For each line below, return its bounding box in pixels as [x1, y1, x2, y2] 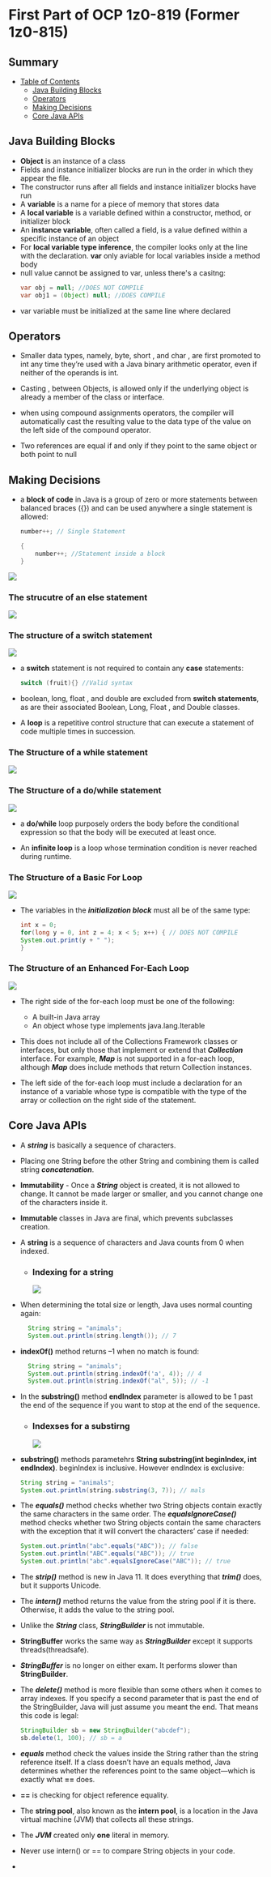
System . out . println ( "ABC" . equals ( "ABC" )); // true [19, 1550, 195, 1558]
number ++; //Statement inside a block [35, 549, 166, 558]
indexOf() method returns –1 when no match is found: [19, 1346, 200, 1356]
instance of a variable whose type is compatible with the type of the [19, 1086, 247, 1096]
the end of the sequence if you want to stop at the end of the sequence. [19, 1400, 260, 1410]
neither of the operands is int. [19, 368, 119, 378]
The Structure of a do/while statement [8, 785, 162, 796]
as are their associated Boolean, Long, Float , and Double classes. [19, 703, 240, 712]
